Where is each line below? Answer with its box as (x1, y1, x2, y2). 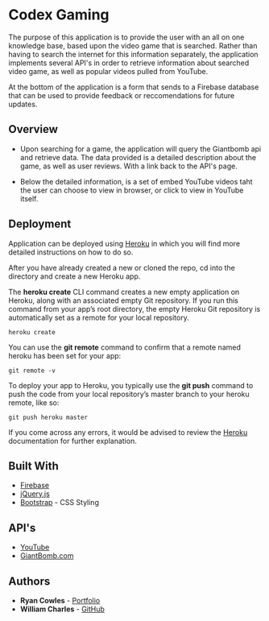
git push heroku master (8, 413, 89, 421)
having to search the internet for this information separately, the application (8, 49, 259, 59)
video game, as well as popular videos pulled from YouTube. (8, 66, 209, 76)
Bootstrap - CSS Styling (19, 498, 99, 507)
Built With (8, 459, 59, 473)
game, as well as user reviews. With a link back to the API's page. (19, 161, 238, 171)
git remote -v (8, 366, 56, 375)
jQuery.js (19, 489, 50, 499)
